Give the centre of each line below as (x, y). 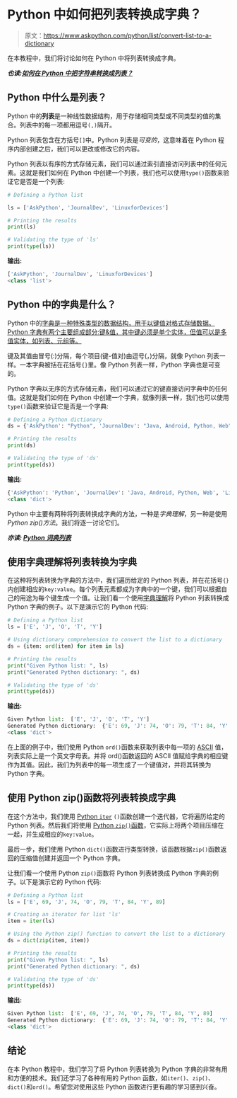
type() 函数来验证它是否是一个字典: (58, 406)
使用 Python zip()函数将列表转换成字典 (92, 798)
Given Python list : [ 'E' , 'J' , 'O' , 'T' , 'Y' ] (79, 719)
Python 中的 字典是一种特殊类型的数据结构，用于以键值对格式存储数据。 (111, 323)
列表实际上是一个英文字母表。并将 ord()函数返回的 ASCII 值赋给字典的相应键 (118, 755)
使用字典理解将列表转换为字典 (72, 562)
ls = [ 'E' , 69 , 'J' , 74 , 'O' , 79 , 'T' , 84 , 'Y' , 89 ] (86, 902)
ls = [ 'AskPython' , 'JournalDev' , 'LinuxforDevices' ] (88, 207)
